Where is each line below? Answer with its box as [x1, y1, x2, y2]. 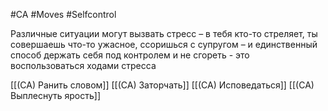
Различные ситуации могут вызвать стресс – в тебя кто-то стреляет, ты [10, 28, 318, 39]
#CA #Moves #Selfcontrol [10, 9, 117, 20]
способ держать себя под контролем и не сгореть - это [10, 49, 250, 61]
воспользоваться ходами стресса [10, 60, 157, 71]
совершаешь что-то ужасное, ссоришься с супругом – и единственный [10, 39, 318, 50]
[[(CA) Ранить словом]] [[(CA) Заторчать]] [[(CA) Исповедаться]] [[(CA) [10, 79, 315, 91]
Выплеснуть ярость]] [10, 90, 102, 101]
